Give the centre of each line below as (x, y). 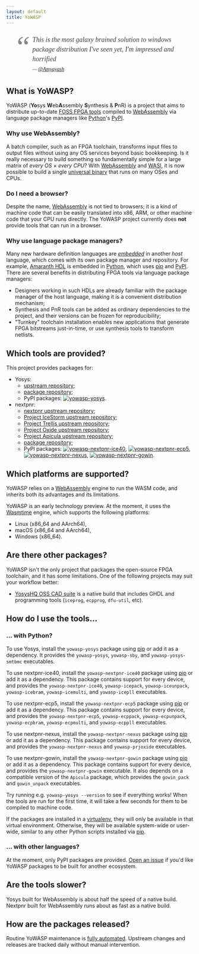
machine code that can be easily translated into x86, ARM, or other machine (99, 213)
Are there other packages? (57, 555)
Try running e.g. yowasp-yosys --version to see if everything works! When (97, 795)
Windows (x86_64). (38, 536)
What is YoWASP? (40, 91)
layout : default (26, 12)
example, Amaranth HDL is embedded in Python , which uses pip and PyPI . (97, 266)
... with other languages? (43, 847)
